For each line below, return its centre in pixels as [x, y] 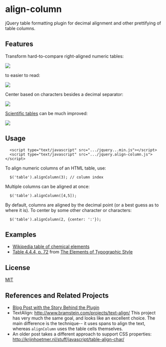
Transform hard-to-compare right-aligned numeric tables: [65, 56]
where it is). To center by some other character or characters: [69, 210]
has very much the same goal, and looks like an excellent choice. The [84, 318]
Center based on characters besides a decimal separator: [64, 94]
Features [19, 44]
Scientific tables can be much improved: [47, 113]
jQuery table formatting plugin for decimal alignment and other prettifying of [83, 23]
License [18, 268]
